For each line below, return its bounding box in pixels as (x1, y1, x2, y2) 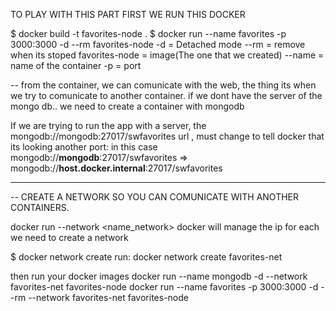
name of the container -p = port (10, 60, 142, 71)
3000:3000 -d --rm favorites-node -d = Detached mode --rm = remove (10, 39, 306, 50)
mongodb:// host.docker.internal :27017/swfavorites (10, 162, 223, 174)
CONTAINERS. (10, 202, 70, 213)
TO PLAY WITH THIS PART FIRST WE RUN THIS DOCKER (10, 9, 246, 20)
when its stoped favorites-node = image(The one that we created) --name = (10, 49, 325, 61)
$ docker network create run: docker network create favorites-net (10, 251, 283, 263)
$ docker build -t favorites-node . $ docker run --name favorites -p (10, 28, 287, 39)
